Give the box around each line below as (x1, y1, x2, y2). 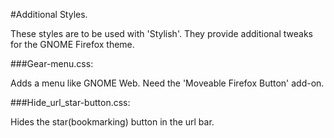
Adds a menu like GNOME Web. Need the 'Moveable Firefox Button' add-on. (10, 77, 325, 89)
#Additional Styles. (10, 9, 88, 20)
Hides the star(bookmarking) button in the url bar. (10, 116, 215, 128)
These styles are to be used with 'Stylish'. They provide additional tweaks (10, 28, 314, 39)
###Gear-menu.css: (10, 58, 94, 69)
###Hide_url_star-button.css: (10, 97, 131, 108)
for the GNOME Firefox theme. (10, 39, 135, 50)
